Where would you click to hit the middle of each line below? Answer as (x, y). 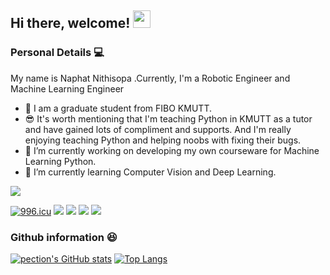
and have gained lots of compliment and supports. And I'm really (158, 129)
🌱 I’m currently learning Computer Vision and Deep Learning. (150, 172)
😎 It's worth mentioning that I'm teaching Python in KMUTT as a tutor (168, 118)
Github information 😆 (64, 237)
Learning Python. (60, 161)
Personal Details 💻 (57, 53)
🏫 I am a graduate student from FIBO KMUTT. (118, 108)
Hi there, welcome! (70, 23)
